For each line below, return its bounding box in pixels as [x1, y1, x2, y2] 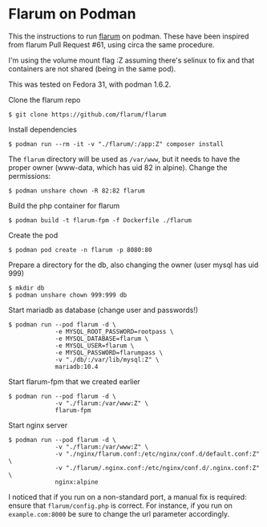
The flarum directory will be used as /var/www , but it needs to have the [8, 154, 241, 164]
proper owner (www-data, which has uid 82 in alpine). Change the [8, 162, 228, 172]
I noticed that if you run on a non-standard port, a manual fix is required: [8, 492, 247, 501]
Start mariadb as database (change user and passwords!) [8, 305, 199, 314]
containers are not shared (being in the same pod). [8, 63, 176, 73]
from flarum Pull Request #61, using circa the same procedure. [8, 39, 215, 49]
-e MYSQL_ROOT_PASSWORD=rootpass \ [55, 327, 174, 335]
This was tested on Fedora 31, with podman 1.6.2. [8, 79, 172, 89]
